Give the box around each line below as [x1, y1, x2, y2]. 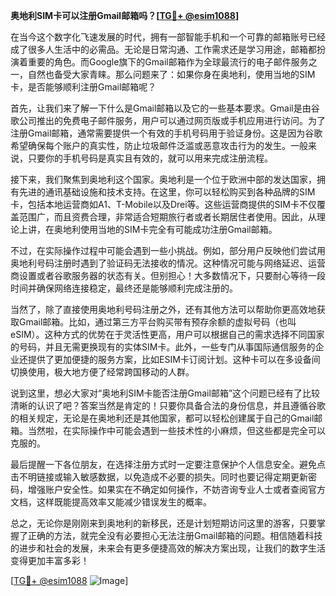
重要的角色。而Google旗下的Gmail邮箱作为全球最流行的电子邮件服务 [27, 56, 309, 68]
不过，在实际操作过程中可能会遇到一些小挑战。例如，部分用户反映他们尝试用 [10, 245, 326, 256]
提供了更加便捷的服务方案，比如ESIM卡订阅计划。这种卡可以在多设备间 [27, 354, 321, 365]
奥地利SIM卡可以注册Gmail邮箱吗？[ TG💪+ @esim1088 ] [10, 10, 240, 21]
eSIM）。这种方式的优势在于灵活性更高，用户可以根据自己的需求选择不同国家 [10, 329, 325, 340]
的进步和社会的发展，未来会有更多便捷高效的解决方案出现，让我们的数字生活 [10, 542, 326, 554]
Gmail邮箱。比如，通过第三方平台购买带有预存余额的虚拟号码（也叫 [18, 316, 297, 328]
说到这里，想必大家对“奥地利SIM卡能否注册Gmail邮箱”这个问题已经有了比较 [10, 387, 321, 399]
